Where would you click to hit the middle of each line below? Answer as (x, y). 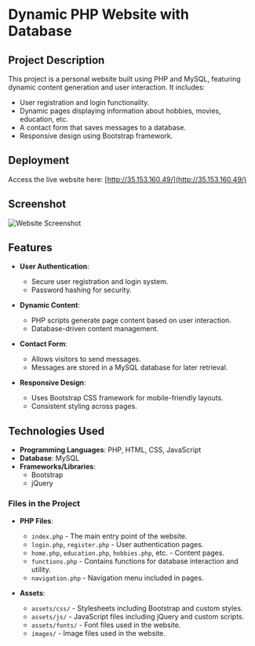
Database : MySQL (49, 458)
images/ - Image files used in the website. (98, 633)
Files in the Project (44, 504)
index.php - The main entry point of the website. (109, 536)
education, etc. (44, 119)
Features (30, 248)
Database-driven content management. (95, 329)
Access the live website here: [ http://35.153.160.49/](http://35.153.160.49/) (127, 179)
